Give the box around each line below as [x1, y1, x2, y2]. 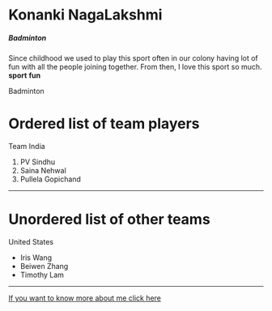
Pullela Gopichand [19, 174, 81, 184]
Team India [8, 142, 46, 151]
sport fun [8, 70, 41, 80]
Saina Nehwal [19, 166, 66, 176]
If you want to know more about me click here [8, 293, 162, 303]
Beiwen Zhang [19, 262, 69, 271]
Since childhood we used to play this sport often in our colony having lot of [8, 53, 259, 63]
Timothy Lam [19, 270, 65, 280]
